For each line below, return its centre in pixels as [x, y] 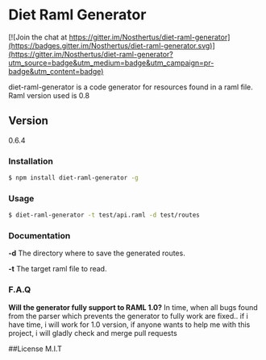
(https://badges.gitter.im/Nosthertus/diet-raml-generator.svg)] [112, 45]
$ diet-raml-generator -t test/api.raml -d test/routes [104, 215]
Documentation [39, 236]
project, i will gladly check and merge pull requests [93, 333]
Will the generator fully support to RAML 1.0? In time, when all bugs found [133, 307]
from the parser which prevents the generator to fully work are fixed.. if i [128, 316]
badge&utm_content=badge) [56, 71]
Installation [31, 161]
